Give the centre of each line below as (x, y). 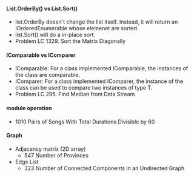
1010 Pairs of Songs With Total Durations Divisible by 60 (85, 122)
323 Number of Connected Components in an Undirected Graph (104, 168)
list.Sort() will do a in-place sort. (55, 35)
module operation (29, 108)
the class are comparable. (48, 75)
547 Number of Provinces (56, 155)
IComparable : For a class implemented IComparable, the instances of (102, 68)
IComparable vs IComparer (41, 55)
